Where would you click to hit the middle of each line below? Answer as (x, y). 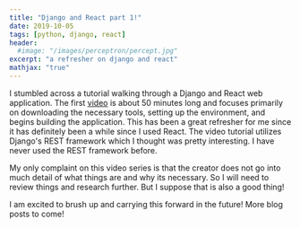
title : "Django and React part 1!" (76, 18)
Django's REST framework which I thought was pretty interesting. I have (142, 141)
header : (24, 43)
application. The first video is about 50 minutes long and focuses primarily (146, 102)
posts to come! (37, 214)
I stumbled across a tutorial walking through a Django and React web (136, 93)
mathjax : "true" (39, 68)
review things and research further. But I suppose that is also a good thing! (147, 187)
